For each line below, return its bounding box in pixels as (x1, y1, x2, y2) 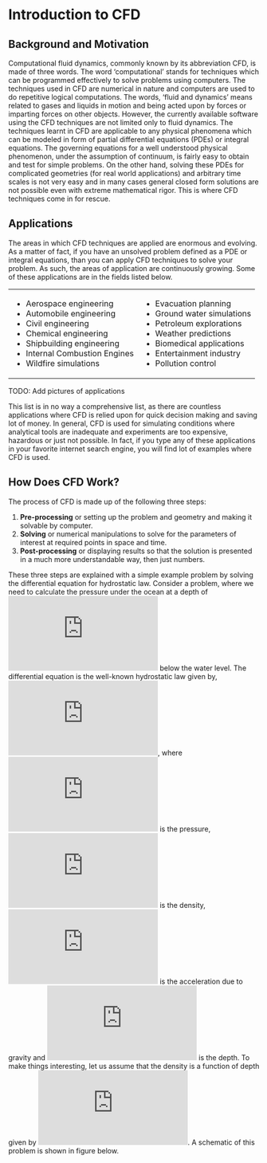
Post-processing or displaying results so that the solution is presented (19, 546, 253, 556)
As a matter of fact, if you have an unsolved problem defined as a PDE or (8, 246, 248, 256)
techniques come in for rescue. (8, 194, 111, 203)
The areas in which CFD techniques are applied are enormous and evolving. (8, 238, 257, 248)
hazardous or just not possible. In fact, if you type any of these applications (8, 435, 256, 445)
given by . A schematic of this (8, 1137, 255, 1147)
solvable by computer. (19, 521, 93, 530)
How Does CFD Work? (8, 476, 120, 489)
